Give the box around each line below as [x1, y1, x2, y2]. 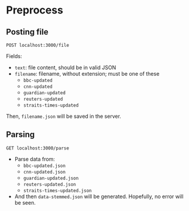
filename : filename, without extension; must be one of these [14, 70, 160, 77]
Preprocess [6, 4, 63, 17]
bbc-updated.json [23, 162, 66, 169]
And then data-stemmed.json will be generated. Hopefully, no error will [14, 193, 184, 200]
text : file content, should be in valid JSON [14, 64, 116, 71]
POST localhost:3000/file [6, 42, 69, 48]
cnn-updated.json [23, 169, 66, 175]
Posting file [6, 27, 49, 37]
